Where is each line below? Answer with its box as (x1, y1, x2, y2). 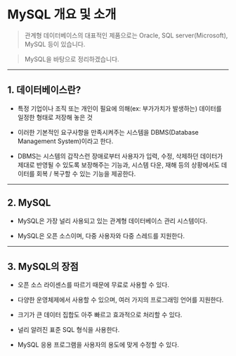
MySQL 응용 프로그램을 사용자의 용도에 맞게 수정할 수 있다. (17, 340, 179, 349)
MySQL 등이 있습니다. (24, 39, 86, 48)
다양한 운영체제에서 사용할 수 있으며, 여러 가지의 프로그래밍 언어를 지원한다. (17, 295, 224, 304)
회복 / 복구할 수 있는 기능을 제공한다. (36, 169, 136, 178)
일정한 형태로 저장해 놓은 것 (17, 113, 93, 121)
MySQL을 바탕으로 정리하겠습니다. (24, 54, 119, 63)
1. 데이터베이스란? (7, 84, 81, 96)
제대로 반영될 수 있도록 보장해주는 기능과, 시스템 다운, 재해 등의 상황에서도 (17, 160, 220, 169)
